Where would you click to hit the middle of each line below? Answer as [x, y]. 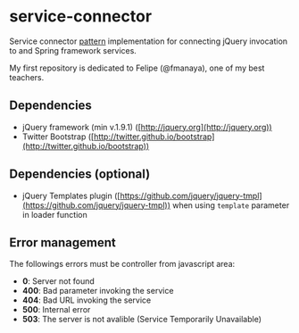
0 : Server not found [58, 281]
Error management [62, 242]
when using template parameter [231, 205]
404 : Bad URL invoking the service [87, 300]
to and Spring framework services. [73, 50]
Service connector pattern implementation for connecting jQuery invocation [149, 41]
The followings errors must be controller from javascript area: [122, 264]
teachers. [27, 77]
